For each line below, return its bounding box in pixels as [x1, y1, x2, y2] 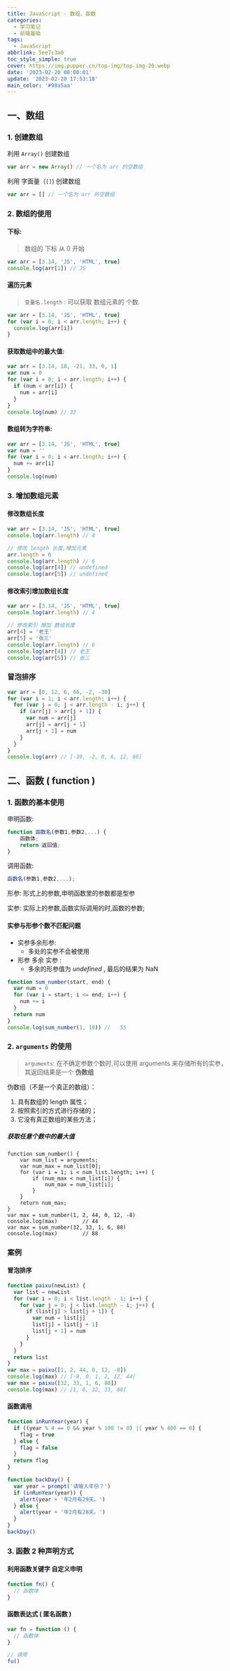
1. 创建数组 [7, 132, 43, 142]
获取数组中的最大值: [7, 347, 65, 355]
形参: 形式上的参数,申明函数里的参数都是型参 [7, 889, 136, 898]
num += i [20, 998, 45, 1005]
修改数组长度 [7, 509, 44, 518]
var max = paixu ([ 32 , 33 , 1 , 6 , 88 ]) [7, 1380, 117, 1387]
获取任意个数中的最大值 [7, 1132, 75, 1141]
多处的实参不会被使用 [27, 947, 89, 955]
